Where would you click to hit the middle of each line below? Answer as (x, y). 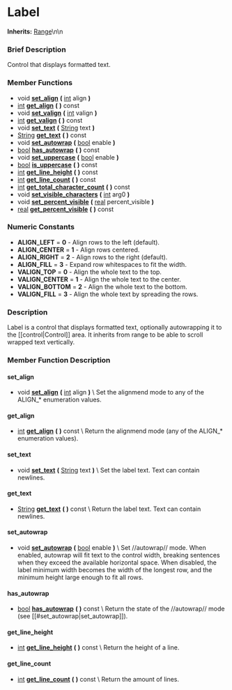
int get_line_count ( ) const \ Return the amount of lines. (98, 679)
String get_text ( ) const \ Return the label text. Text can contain (109, 509)
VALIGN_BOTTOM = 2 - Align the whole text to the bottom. (102, 286)
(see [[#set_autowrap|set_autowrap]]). (72, 616)
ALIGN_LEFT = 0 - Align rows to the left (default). (88, 242)
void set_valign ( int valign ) (57, 113)
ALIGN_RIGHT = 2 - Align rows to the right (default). (92, 257)
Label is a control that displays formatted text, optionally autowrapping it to (115, 328)
